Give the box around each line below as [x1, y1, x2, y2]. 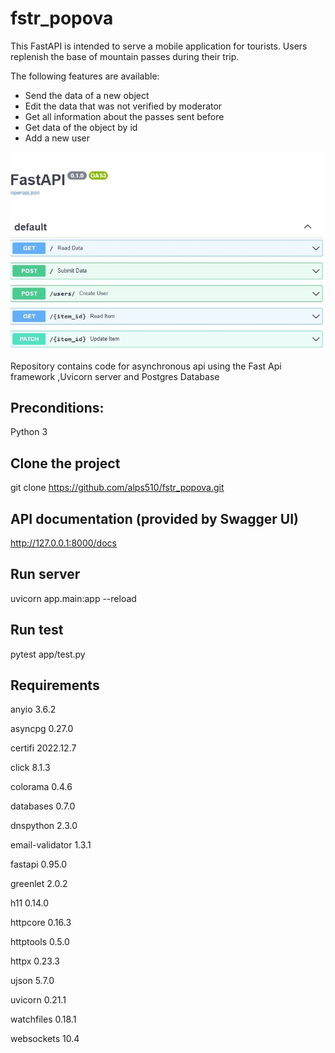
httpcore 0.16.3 [10, 917, 72, 929]
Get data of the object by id [24, 121, 138, 133]
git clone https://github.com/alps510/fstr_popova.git [10, 482, 225, 494]
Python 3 [10, 426, 48, 438]
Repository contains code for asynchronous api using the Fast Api [10, 360, 282, 372]
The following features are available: [10, 70, 160, 82]
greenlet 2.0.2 [10, 878, 68, 890]
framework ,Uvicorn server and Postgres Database [10, 370, 220, 382]
